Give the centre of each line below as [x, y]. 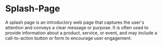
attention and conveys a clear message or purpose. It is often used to [77, 27]
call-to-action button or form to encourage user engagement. [68, 38]
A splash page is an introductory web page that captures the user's [75, 22]
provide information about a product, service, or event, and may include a [81, 33]
